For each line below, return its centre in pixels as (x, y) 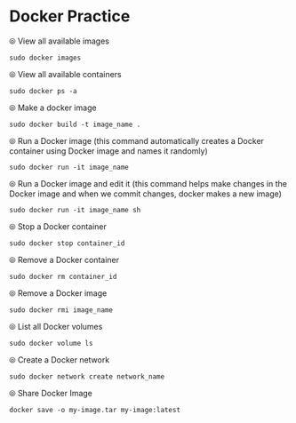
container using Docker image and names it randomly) (108, 151)
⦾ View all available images (59, 41)
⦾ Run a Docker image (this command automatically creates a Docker (137, 140)
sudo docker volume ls (51, 343)
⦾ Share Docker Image (51, 393)
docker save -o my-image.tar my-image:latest (95, 410)
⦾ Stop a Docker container (58, 226)
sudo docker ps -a (43, 91)
